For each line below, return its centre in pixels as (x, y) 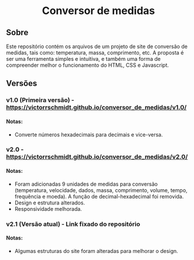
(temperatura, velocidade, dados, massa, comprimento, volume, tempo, (101, 190)
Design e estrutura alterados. (50, 203)
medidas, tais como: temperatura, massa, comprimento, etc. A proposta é (95, 53)
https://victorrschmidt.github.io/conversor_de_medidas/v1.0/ (96, 108)
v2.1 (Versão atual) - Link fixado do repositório (73, 224)
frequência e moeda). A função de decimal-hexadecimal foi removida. (99, 196)
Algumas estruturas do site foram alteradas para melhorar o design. (96, 251)
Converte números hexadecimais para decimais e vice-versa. (89, 134)
